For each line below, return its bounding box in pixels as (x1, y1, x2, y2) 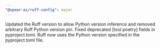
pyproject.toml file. (5, 37, 44, 43)
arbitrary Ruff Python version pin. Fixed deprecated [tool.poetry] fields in (5, 26, 155, 32)
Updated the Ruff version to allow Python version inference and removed (5, 21, 155, 27)
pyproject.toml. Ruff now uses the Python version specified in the (5, 31, 140, 37)
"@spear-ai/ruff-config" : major (5, 7, 72, 12)
